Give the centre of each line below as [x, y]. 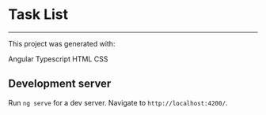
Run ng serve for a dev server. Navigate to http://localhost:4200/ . [118, 102]
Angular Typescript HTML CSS [58, 59]
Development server [60, 84]
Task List [38, 15]
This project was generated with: [62, 43]
